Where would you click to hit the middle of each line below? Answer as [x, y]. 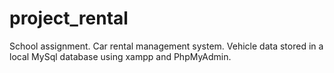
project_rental [69, 18]
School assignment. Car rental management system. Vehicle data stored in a [166, 46]
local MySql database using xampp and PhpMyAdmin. [120, 56]
